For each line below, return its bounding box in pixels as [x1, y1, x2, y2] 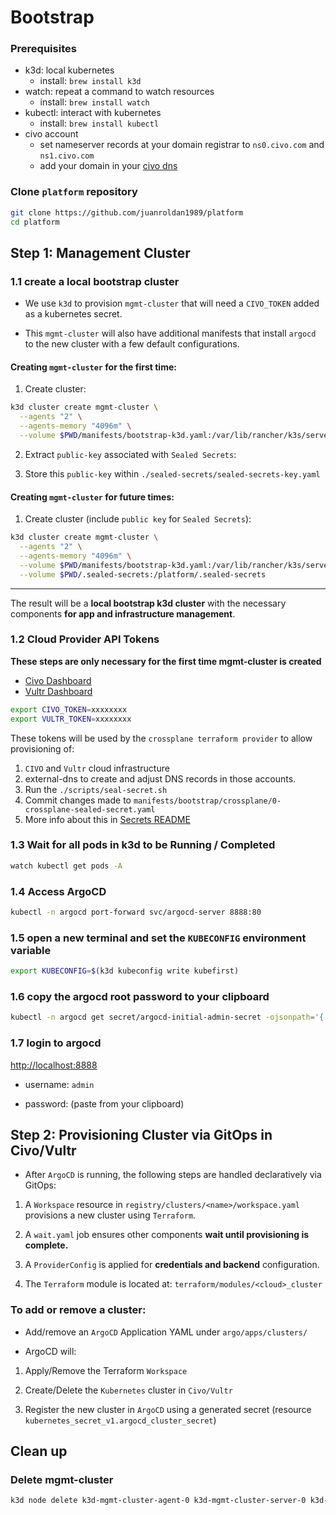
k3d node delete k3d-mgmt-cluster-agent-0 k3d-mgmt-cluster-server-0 [10, 1496, 307, 1506]
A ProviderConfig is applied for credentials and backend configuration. [24, 1259, 320, 1271]
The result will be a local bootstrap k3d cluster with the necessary [10, 597, 287, 609]
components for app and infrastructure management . [10, 607, 236, 620]
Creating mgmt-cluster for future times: [10, 491, 175, 503]
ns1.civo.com [39, 151, 95, 161]
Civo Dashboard [24, 674, 92, 686]
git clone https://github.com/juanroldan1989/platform [10, 207, 244, 218]
